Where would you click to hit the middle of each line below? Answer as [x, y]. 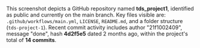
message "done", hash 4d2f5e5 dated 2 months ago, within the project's [97, 34]
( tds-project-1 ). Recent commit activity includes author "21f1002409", [94, 27]
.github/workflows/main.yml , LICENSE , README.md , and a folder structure [95, 21]
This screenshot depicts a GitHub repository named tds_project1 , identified [100, 9]
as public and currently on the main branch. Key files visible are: [86, 15]
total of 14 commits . [31, 40]
